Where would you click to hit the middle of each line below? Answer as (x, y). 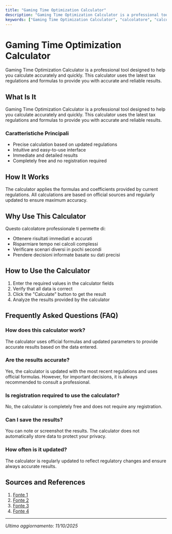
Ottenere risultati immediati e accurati (52, 239)
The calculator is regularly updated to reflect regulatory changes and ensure (86, 461)
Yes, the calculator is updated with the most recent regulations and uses (81, 371)
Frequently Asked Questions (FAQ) (62, 316)
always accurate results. (31, 466)
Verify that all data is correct (42, 289)
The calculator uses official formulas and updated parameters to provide (82, 341)
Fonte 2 (21, 500)
